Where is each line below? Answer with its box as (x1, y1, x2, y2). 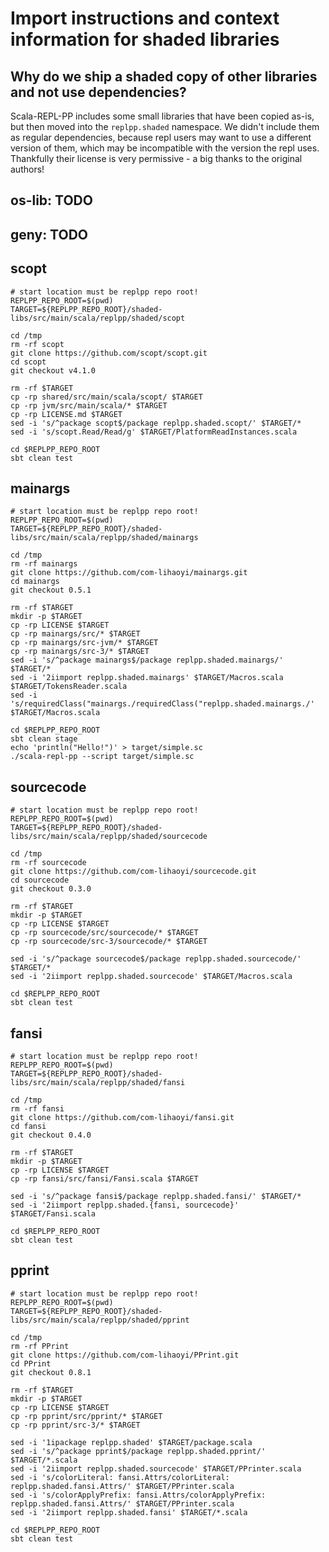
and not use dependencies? (10, 83, 187, 101)
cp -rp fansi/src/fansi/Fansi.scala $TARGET (10, 1174, 199, 1184)
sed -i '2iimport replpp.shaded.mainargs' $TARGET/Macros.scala (10, 673, 284, 683)
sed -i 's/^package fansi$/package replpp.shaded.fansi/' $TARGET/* (10, 1192, 302, 1202)
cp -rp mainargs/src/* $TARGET (10, 629, 141, 639)
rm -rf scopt (10, 339, 65, 349)
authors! (10, 163, 45, 175)
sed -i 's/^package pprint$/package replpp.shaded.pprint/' (10, 1446, 267, 1456)
